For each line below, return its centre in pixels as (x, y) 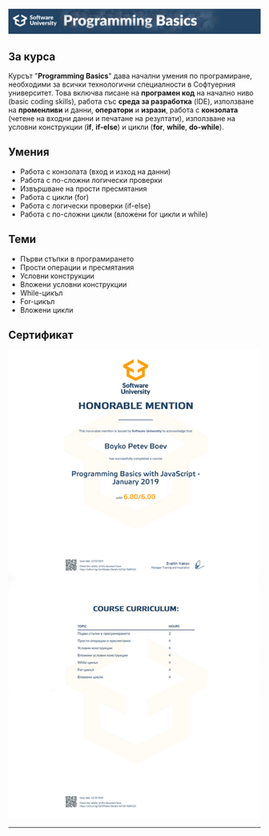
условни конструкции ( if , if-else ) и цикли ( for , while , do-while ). (116, 127)
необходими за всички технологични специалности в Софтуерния (122, 84)
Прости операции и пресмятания (77, 267)
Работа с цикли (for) (54, 197)
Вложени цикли (46, 310)
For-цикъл (37, 301)
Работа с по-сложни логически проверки (91, 180)
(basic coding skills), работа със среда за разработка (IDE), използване (131, 102)
